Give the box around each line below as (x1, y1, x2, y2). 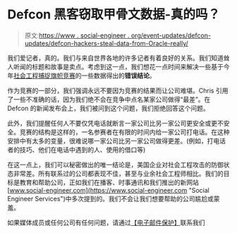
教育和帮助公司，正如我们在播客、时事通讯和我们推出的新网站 (19, 178, 199, 186)
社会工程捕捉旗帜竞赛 (13, 71, 75, 80)
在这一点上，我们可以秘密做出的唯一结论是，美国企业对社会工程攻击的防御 (7, 160, 224, 169)
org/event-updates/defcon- (130, 31, 212, 40)
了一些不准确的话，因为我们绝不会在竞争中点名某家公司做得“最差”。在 (7, 95, 211, 103)
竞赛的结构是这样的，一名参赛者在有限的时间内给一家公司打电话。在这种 (19, 128, 230, 136)
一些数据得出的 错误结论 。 (80, 71, 156, 80)
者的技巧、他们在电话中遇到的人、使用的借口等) (7, 145, 146, 154)
